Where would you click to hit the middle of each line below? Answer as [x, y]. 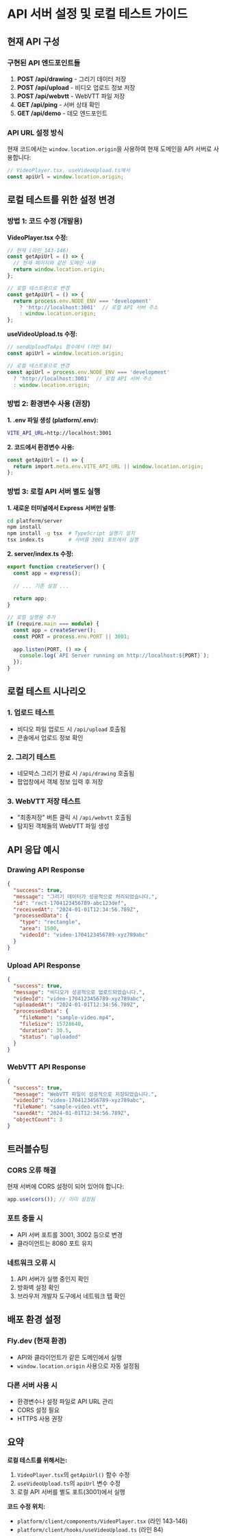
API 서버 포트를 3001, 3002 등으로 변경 [70, 1234]
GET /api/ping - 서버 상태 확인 [59, 104]
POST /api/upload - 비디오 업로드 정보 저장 [76, 87]
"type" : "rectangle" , [50, 922]
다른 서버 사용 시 [32, 1385]
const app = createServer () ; [55, 630]
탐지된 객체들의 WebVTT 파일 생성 [63, 826]
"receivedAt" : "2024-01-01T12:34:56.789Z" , [76, 909]
